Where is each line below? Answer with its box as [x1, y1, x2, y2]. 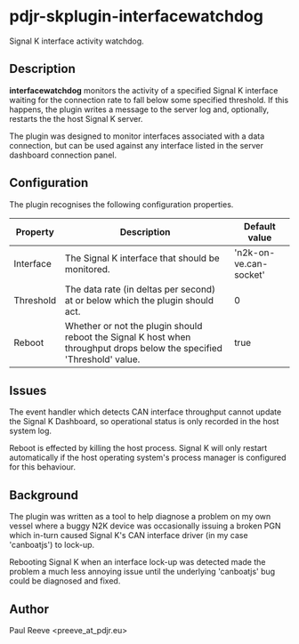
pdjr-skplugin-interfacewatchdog [9, 6, 264, 27]
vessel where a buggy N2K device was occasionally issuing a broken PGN [9, 520, 282, 531]
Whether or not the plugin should [65, 319, 203, 332]
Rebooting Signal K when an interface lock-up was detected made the [9, 557, 266, 568]
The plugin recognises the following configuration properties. [9, 198, 234, 210]
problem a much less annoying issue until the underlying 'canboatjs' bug [9, 567, 276, 577]
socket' [234, 269, 265, 281]
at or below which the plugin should [65, 294, 214, 306]
